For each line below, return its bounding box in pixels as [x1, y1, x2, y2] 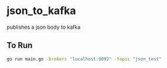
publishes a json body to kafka [6, 23, 81, 30]
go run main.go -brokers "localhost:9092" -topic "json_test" [6, 56, 162, 62]
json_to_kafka [6, 4, 76, 18]
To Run [6, 40, 33, 50]
